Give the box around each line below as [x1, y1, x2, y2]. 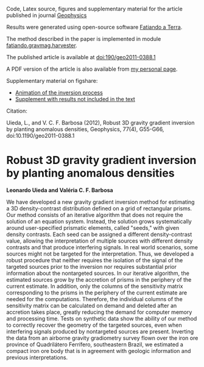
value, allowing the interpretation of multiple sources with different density [6, 237, 193, 244]
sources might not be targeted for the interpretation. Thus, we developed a [6, 250, 194, 257]
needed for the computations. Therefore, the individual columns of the [6, 295, 183, 302]
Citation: [6, 107, 27, 115]
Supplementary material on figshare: [6, 77, 98, 84]
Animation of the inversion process [15, 89, 104, 96]
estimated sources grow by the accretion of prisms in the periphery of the [6, 276, 192, 283]
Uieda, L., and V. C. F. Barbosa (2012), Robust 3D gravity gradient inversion [6, 119, 195, 126]
